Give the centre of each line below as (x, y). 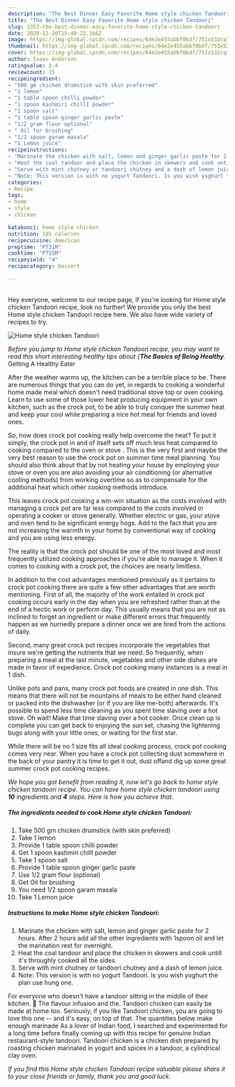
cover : (17, 53)
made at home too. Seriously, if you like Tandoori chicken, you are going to (115, 1011)
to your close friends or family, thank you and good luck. (90, 1076)
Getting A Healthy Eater (42, 363)
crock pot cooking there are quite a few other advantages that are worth (112, 587)
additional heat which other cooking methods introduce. (89, 487)
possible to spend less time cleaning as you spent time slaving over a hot (113, 710)
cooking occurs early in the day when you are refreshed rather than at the (114, 601)
